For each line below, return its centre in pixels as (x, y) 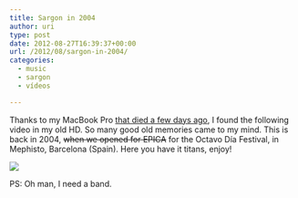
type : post (30, 35)
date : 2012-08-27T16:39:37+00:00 (73, 43)
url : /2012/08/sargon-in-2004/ (69, 52)
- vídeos (34, 86)
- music (32, 69)
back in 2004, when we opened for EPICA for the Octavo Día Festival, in (144, 139)
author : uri (32, 26)
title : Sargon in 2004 (52, 18)
